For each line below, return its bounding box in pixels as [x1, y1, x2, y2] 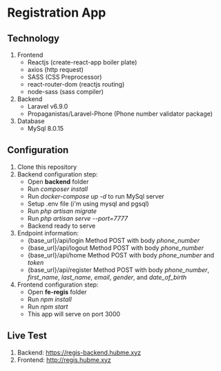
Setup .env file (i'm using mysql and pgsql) [27, 199, 150, 208]
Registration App [7, 5, 106, 21]
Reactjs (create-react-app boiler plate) [27, 58, 137, 66]
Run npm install [27, 295, 73, 303]
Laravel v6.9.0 [27, 102, 68, 110]
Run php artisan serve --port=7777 [27, 214, 128, 222]
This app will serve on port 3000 [27, 309, 121, 318]
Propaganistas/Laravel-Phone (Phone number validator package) [27, 109, 213, 118]
